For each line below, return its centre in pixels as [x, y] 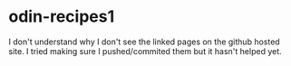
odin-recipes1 [62, 17]
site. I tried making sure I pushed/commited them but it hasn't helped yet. [145, 51]
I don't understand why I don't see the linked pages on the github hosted [144, 42]
